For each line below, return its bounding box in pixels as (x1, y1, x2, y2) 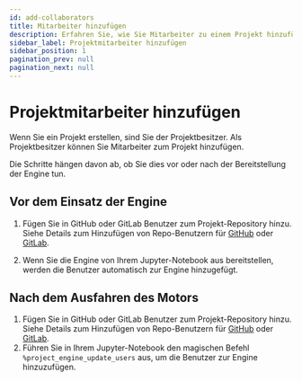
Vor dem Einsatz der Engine (9, 194, 168, 209)
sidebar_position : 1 (9, 47, 87, 56)
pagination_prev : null (9, 55, 94, 64)
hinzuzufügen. (22, 361, 76, 373)
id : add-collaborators (9, 13, 94, 22)
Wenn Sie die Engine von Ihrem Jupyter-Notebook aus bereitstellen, (22, 254, 274, 265)
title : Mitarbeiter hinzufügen (9, 22, 127, 31)
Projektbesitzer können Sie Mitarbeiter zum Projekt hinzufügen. (9, 141, 244, 152)
